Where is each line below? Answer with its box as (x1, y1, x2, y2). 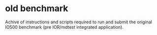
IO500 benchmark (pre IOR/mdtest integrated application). (5, 24, 124, 30)
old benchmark (5, 3, 68, 14)
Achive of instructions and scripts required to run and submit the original (5, 19, 153, 25)
